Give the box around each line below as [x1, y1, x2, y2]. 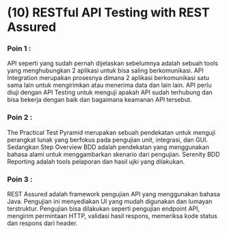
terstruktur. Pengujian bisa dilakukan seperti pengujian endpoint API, [7, 205, 200, 213]
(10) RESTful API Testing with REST [7, 5, 210, 21]
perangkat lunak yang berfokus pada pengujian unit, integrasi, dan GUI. [7, 135, 209, 144]
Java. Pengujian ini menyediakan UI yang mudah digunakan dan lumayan [7, 197, 213, 206]
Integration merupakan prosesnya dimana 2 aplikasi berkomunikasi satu [7, 74, 210, 82]
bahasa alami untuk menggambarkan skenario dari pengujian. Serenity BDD [7, 150, 220, 158]
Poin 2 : [7, 113, 33, 122]
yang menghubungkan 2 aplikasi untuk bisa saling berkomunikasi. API [7, 66, 204, 75]
